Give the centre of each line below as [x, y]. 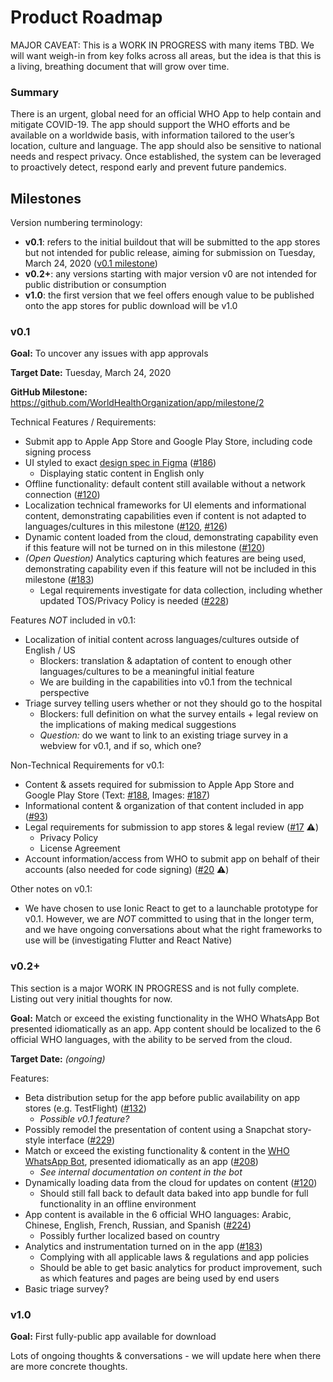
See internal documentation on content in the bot [141, 1172]
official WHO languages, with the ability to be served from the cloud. [151, 1039]
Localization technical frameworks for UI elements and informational [165, 505]
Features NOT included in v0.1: [73, 620]
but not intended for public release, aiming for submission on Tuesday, [170, 253]
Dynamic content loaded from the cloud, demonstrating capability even [171, 537]
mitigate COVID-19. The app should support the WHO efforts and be [150, 125]
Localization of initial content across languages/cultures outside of [162, 640]
